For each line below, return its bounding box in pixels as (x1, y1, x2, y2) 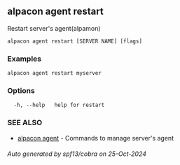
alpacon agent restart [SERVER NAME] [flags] (7, 38, 142, 45)
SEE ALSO (7, 118, 43, 128)
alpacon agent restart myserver (7, 70, 102, 77)
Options (7, 86, 35, 96)
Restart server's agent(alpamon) (7, 24, 101, 32)
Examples (7, 54, 42, 64)
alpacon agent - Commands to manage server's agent (17, 134, 174, 142)
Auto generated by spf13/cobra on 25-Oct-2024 (7, 150, 147, 158)
